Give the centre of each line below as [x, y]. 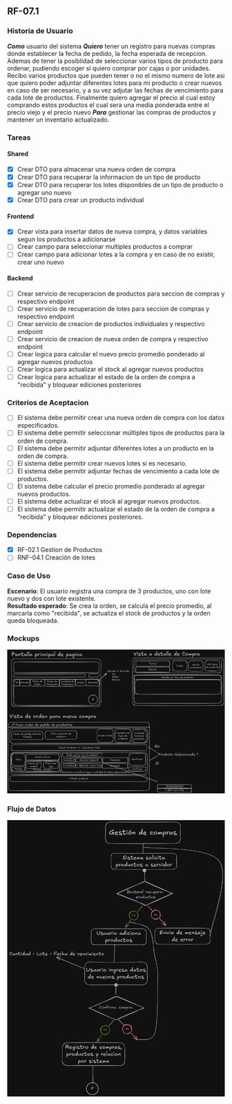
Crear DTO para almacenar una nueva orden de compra [96, 169]
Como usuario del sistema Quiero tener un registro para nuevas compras [111, 46]
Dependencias [32, 535]
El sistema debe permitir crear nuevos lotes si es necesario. [102, 463]
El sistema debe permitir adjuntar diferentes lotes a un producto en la [115, 448]
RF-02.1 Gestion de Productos [60, 550]
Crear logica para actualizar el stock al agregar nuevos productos [110, 369]
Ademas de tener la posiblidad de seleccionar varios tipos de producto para [115, 61]
